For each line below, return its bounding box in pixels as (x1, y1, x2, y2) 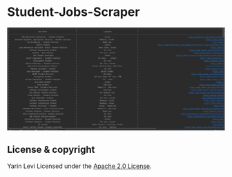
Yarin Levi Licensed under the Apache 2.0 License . (7, 162, 152, 170)
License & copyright (7, 144, 95, 156)
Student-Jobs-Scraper (7, 4, 140, 20)
